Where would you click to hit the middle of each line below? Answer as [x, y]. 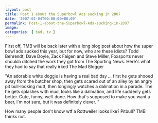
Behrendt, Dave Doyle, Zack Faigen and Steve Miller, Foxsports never [74, 56]
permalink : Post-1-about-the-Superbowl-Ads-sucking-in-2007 [67, 23]
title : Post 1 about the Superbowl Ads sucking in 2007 [63, 14]
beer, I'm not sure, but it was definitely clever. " [52, 102]
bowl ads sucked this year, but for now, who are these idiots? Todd [72, 51]
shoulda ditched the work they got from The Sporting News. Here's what [78, 61]
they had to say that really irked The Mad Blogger [54, 67]
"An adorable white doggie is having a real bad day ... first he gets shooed [79, 76]
